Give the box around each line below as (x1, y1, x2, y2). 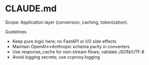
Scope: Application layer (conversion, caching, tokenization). (5, 19, 128, 25)
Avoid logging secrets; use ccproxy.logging (12, 54, 100, 60)
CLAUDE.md (5, 3, 57, 14)
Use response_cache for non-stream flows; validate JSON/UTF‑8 (12, 49, 145, 55)
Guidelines (5, 29, 27, 34)
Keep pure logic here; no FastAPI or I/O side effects (12, 38, 117, 44)
